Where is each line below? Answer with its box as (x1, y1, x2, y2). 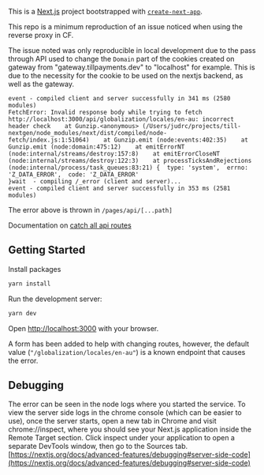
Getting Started (8, 243, 86, 257)
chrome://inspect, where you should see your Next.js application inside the (8, 424, 252, 434)
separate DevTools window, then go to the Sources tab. (8, 442, 188, 451)
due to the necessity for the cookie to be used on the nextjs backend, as (8, 71, 244, 80)
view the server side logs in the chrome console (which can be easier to (8, 408, 242, 417)
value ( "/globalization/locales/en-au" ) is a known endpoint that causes (8, 347, 246, 356)
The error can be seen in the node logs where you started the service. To (8, 399, 246, 409)
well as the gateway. (8, 79, 75, 89)
